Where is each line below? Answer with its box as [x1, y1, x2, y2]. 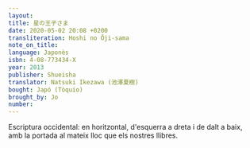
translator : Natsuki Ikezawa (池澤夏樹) [8, 78, 139, 86]
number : [8, 100, 34, 108]
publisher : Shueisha [8, 71, 77, 79]
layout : [8, 11, 34, 20]
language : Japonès [8, 49, 69, 56]
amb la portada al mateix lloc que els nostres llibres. [8, 130, 179, 140]
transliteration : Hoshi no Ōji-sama [8, 33, 129, 42]
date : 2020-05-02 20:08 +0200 [8, 26, 109, 34]
